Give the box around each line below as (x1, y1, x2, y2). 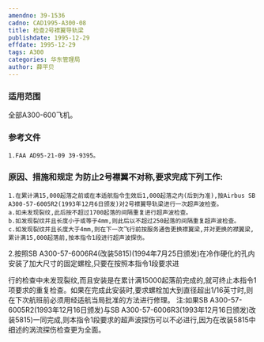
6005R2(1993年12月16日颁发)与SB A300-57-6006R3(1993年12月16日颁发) (8, 305, 250, 314)
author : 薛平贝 (8, 63, 55, 71)
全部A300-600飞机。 (8, 110, 77, 120)
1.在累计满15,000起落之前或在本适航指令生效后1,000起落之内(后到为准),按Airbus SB (8, 192, 256, 199)
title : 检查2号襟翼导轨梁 (8, 26, 85, 34)
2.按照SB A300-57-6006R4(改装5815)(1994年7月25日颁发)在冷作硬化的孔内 (8, 249, 255, 258)
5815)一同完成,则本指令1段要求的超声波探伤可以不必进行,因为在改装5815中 (14, 314, 256, 325)
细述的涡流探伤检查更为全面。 (8, 325, 105, 334)
